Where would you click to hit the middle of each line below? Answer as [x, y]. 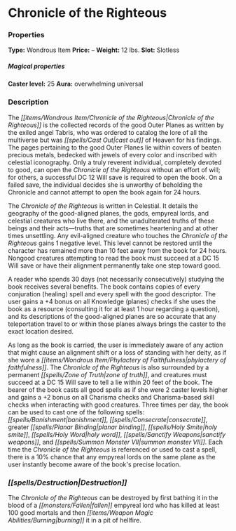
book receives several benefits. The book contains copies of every [104, 287]
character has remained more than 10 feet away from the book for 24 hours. [117, 250]
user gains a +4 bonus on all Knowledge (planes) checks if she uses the [112, 301]
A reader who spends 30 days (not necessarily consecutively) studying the [116, 279]
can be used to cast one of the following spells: [76, 412]
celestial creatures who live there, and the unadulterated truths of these [111, 221]
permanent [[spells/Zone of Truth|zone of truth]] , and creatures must [107, 374]
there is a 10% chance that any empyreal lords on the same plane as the [112, 457]
